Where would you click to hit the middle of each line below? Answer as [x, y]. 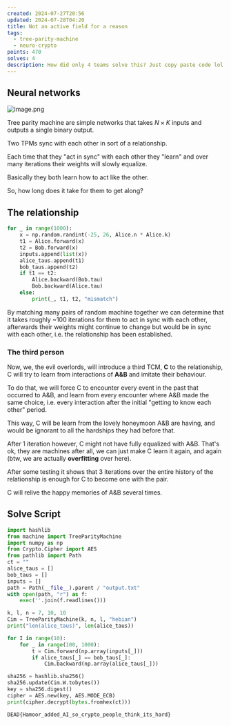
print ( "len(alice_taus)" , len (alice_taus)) [71, 626]
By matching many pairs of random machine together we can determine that [115, 312]
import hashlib [29, 530]
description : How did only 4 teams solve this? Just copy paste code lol [115, 65]
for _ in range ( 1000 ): [40, 228]
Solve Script [34, 514]
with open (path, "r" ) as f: [48, 594]
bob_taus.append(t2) [49, 267]
